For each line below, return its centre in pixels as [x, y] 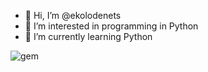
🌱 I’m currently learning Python [88, 36]
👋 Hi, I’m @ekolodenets [73, 15]
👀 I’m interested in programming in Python [111, 26]
